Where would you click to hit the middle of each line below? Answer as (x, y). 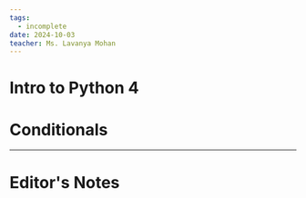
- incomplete (42, 26)
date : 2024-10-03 (42, 35)
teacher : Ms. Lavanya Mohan (63, 43)
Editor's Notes (65, 182)
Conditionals (59, 129)
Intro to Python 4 (74, 88)
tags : (20, 18)
